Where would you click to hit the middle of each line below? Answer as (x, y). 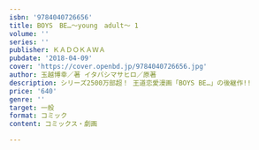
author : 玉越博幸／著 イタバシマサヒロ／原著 (83, 75)
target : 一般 (32, 108)
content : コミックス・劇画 (53, 124)
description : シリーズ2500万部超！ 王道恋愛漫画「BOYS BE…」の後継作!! (130, 83)
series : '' (29, 42)
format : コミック (38, 116)
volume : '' (29, 34)
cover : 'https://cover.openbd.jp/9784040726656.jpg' (108, 67)
